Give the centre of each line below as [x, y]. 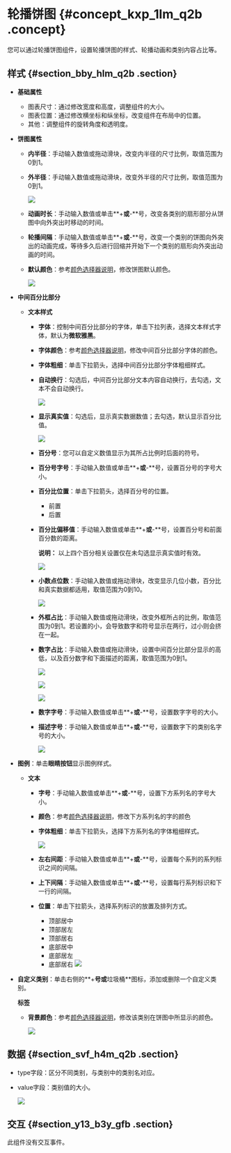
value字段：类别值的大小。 [56, 1087]
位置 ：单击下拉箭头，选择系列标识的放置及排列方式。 [114, 906]
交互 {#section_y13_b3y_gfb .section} [90, 1124]
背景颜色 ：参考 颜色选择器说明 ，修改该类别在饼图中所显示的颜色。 [122, 1017]
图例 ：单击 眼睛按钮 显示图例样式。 [66, 763]
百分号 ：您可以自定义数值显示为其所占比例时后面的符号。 [120, 452]
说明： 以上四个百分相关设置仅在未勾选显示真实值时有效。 [121, 552]
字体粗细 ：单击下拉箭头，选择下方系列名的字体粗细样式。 [120, 831]
